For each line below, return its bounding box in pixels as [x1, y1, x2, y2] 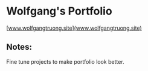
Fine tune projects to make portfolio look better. [6, 58, 125, 65]
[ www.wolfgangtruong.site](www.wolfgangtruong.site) [6, 24, 142, 32]
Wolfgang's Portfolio [6, 4, 113, 18]
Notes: [6, 42, 32, 52]
